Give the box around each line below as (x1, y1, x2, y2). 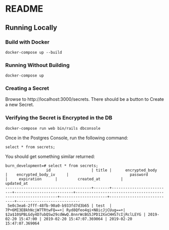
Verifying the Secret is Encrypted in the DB (5, 114, 113, 122)
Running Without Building (5, 61, 70, 68)
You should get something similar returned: (5, 153, 95, 160)
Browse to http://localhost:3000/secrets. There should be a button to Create (5, 96, 164, 102)
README (5, 3, 44, 15)
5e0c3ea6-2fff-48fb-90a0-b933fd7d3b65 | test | (7, 203, 112, 208)
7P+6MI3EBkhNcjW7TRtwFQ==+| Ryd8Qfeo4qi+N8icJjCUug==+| (5, 207, 125, 213)
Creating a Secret (5, 85, 50, 92)
